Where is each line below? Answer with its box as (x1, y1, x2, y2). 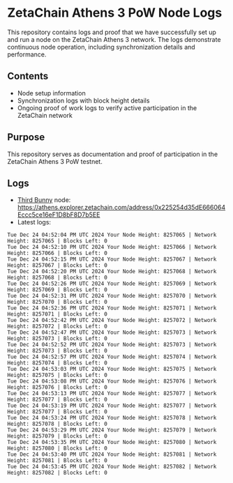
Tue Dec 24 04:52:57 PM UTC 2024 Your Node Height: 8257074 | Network (7, 353, 217, 360)
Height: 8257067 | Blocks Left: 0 (7, 262, 108, 269)
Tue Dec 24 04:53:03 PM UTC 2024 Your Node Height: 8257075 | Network (7, 366, 217, 373)
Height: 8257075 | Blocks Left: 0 (7, 371, 108, 379)
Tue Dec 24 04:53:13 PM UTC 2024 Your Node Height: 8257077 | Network (7, 390, 217, 397)
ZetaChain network (17, 111, 73, 119)
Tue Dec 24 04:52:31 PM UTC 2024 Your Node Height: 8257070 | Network (7, 293, 217, 300)
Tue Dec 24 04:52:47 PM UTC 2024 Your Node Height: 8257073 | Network (7, 329, 217, 336)
